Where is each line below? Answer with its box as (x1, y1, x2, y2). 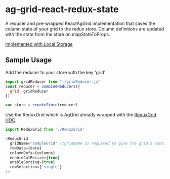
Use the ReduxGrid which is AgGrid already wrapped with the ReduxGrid (5, 112, 157, 118)
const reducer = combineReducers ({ (5, 84, 80, 89)
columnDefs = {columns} (10, 150, 56, 156)
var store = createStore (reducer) (5, 103, 78, 108)
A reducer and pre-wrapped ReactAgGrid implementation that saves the (5, 20, 155, 26)
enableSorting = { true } (10, 160, 56, 165)
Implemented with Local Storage (5, 41, 73, 47)
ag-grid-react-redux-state (5, 4, 119, 15)
